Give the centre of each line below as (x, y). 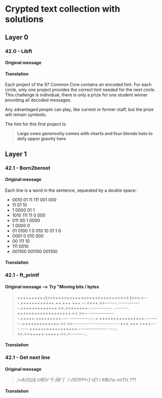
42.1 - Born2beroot (28, 168)
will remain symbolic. (26, 115)
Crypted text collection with (63, 9)
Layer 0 (17, 37)
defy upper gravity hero (42, 139)
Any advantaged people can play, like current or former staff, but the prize (80, 109)
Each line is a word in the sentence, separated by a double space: (71, 190)
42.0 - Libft (19, 51)
